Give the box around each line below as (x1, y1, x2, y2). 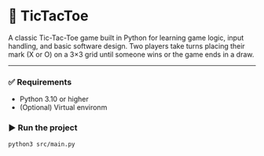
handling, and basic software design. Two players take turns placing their (8, 41, 245, 50)
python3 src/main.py (8, 140, 76, 148)
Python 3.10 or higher (19, 94, 89, 104)
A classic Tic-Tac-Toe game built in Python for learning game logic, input (8, 33, 244, 42)
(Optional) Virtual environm (19, 103, 108, 112)
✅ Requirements (8, 76, 72, 87)
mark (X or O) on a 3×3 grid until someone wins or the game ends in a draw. (8, 49, 255, 59)
